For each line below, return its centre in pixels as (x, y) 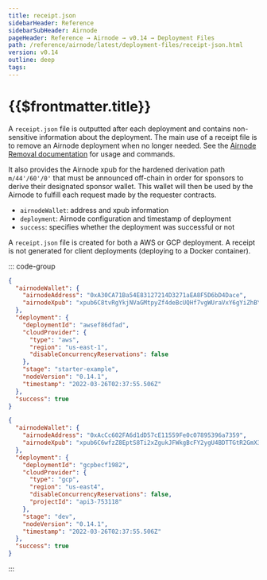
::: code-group (32, 266)
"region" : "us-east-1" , (69, 347)
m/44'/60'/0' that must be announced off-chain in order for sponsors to (126, 178)
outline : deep (32, 60)
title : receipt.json (43, 15)
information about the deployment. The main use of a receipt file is (148, 137)
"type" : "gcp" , (54, 480)
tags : (17, 68)
